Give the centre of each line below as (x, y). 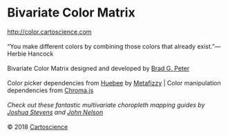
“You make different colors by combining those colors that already (101, 46)
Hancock (41, 54)
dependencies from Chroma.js (50, 90)
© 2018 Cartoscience (38, 127)
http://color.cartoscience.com (49, 32)
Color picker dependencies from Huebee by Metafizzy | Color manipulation (114, 83)
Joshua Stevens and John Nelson (55, 112)
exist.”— (209, 46)
